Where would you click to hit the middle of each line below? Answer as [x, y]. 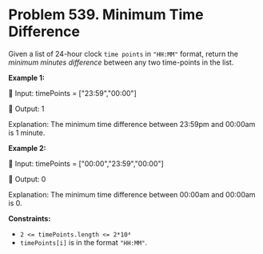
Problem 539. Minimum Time [106, 15]
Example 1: [27, 77]
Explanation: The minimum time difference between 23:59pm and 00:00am [132, 124]
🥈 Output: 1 [26, 109]
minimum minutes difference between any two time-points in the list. [121, 62]
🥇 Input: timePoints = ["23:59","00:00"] [73, 93]
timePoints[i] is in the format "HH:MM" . [84, 242]
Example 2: [27, 148]
